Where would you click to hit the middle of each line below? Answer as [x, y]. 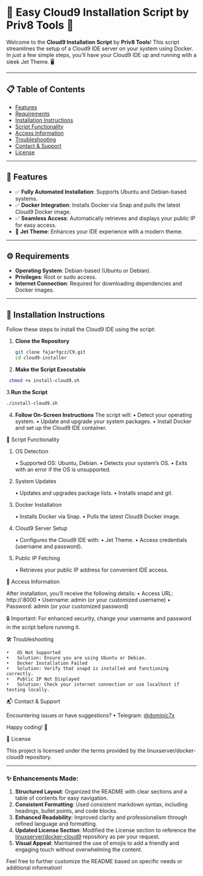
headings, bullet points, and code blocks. [66, 811]
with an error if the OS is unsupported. [63, 469]
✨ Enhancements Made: [42, 778]
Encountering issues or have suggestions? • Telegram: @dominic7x [91, 715]
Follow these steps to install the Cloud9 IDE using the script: [81, 329]
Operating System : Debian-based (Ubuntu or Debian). [83, 271]
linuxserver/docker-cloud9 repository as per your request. [87, 837]
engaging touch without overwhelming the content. [79, 849]
